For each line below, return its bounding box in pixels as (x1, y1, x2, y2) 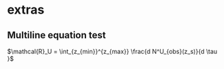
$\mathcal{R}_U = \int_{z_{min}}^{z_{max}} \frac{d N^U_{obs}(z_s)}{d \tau (7, 47, 218, 55)
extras (7, 2, 45, 18)
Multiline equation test (7, 29, 106, 41)
